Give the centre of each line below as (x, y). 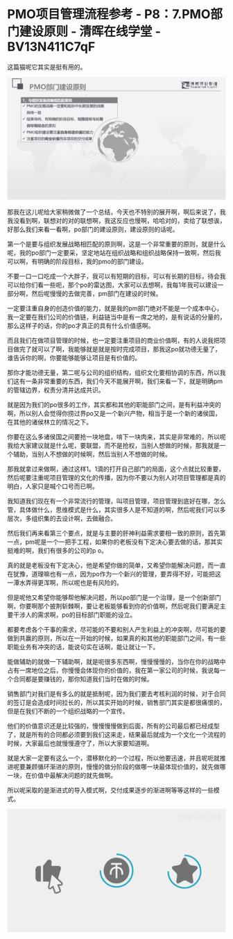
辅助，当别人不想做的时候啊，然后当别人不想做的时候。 (92, 454)
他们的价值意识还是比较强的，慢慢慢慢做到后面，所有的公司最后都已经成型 (113, 726)
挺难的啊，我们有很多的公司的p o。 (57, 551)
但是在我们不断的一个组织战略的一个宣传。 (68, 711)
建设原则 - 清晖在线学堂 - (90, 32)
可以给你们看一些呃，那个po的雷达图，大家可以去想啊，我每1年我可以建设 (112, 285)
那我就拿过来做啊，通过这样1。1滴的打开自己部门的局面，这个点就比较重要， (116, 469)
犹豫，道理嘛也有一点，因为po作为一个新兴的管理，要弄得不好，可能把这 (117, 574)
